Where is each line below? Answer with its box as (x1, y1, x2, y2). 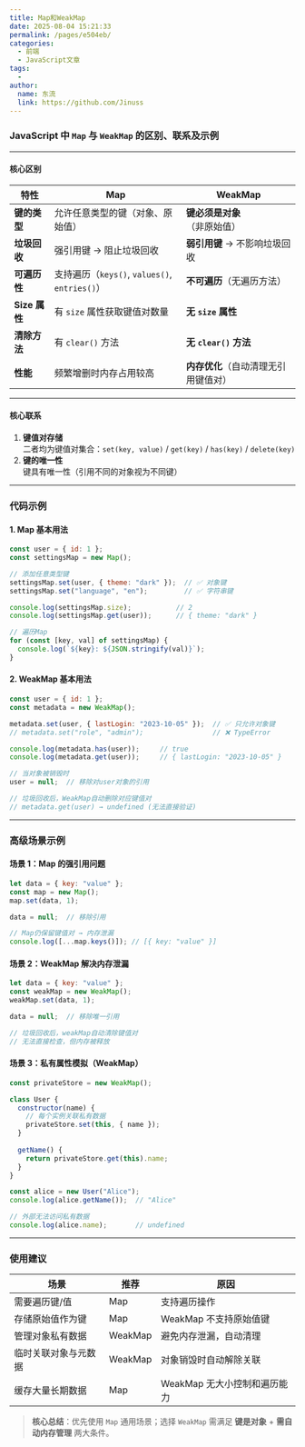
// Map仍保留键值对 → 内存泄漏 (9, 929, 114, 938)
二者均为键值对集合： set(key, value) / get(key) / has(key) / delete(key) (22, 444, 296, 454)
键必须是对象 (185, 206, 241, 219)
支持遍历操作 (160, 1296, 216, 1309)
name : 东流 (17, 89, 56, 98)
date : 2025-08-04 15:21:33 (9, 22, 112, 31)
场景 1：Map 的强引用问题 (9, 858, 106, 869)
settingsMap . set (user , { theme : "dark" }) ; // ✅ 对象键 (9, 578, 227, 587)
